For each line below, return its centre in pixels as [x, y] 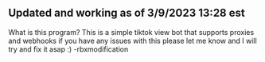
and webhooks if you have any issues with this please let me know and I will [132, 41]
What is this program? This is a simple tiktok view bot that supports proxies [131, 32]
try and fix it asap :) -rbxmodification [68, 49]
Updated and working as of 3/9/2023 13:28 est [127, 13]
